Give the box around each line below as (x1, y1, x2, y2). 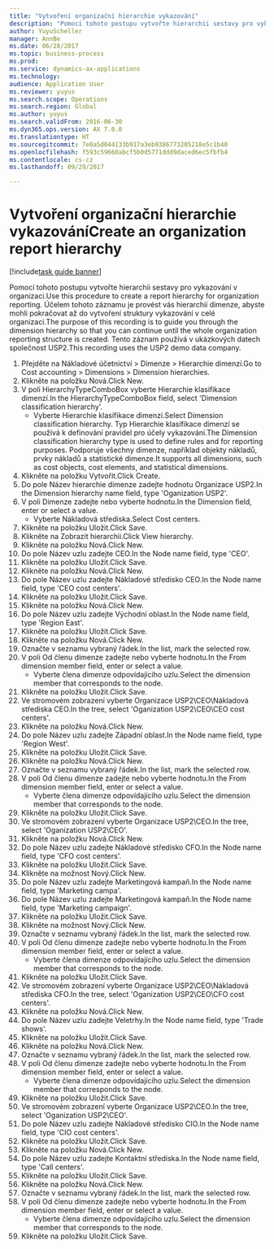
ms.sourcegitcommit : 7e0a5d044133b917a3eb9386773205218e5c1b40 (9, 140, 228, 149)
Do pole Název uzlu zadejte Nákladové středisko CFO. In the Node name (20, 842, 262, 852)
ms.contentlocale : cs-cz (9, 155, 94, 163)
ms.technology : (9, 72, 61, 81)
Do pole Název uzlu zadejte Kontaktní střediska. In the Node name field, (20, 1154, 259, 1164)
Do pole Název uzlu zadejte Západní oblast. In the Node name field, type (20, 730, 263, 740)
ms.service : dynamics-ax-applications (9, 65, 141, 73)
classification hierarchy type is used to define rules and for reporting (33, 437, 263, 446)
